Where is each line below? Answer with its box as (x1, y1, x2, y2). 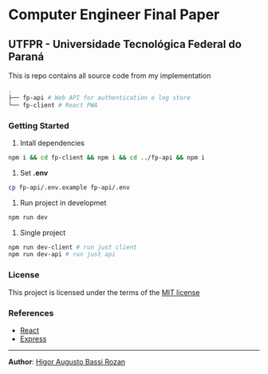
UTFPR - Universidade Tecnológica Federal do (8, 37, 242, 51)
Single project (19, 227, 66, 237)
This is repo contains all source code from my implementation (8, 71, 211, 81)
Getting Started (8, 120, 69, 131)
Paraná (8, 49, 45, 63)
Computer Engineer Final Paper (8, 6, 220, 24)
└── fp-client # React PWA (8, 101, 98, 109)
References (8, 307, 54, 318)
